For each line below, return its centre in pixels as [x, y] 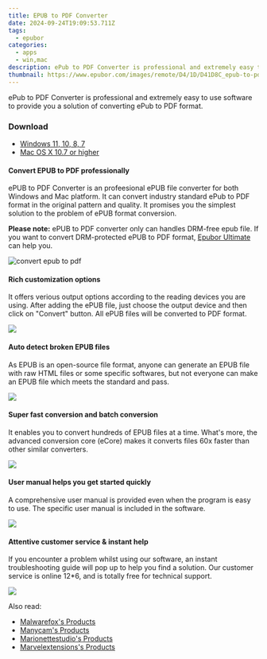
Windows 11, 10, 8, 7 [52, 143]
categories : [28, 45]
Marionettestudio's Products [66, 639]
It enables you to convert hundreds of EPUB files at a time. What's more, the [133, 432]
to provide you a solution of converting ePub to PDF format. [106, 106]
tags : [17, 30]
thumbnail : [26, 75]
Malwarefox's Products [58, 622]
